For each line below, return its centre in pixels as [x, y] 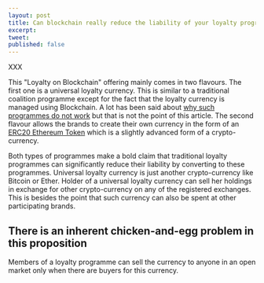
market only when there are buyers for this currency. [93, 270]
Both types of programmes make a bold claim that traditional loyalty [118, 156]
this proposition [48, 243]
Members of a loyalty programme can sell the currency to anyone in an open [132, 262]
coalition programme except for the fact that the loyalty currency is [117, 99]
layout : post [29, 15]
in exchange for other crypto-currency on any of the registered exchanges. [130, 189]
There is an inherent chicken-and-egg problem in [131, 231]
